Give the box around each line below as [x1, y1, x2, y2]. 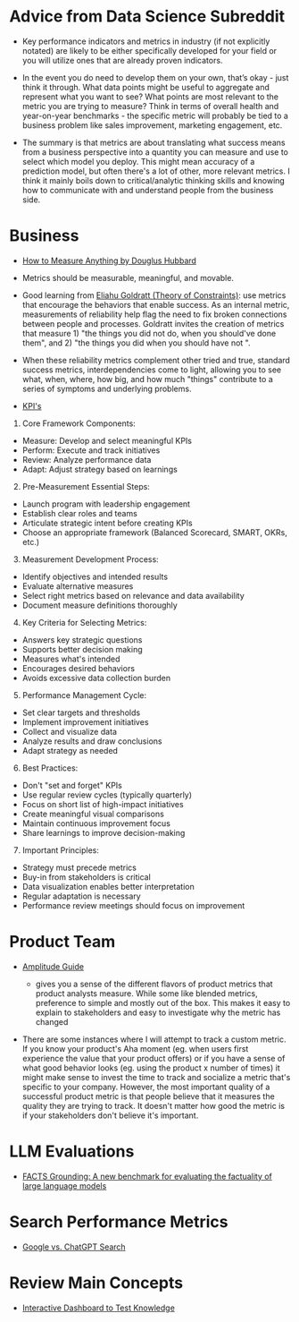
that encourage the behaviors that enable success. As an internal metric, [21, 299, 290, 310]
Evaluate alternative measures [21, 580, 134, 592]
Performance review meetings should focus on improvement [21, 900, 245, 910]
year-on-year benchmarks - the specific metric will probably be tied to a [21, 110, 288, 121]
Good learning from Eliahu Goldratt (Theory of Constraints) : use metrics [21, 289, 287, 301]
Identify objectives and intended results [21, 571, 168, 582]
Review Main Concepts [9, 1273, 184, 1292]
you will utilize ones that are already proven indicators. [21, 55, 223, 65]
